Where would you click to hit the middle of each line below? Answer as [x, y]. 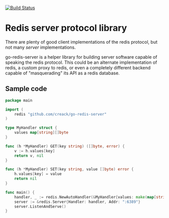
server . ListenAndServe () [40, 206]
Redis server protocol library [66, 28]
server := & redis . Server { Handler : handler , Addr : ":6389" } [77, 202]
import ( [14, 110]
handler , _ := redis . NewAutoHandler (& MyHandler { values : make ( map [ [85, 197]
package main [19, 100]
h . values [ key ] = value [38, 174]
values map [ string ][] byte [41, 133]
